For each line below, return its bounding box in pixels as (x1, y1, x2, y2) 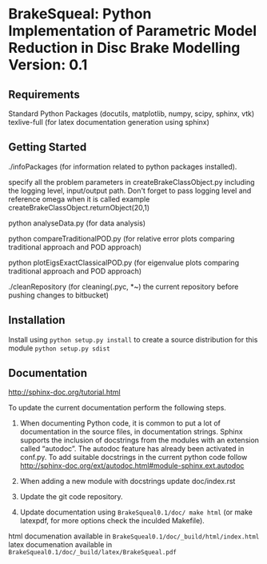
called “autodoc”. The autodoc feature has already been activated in (19, 444, 245, 454)
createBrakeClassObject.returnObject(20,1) (8, 202, 150, 212)
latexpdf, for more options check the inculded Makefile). (19, 516, 205, 526)
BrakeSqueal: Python (8, 5, 152, 23)
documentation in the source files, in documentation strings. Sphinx (19, 427, 243, 437)
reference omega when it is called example (8, 194, 150, 204)
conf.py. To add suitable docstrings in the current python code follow (19, 453, 248, 462)
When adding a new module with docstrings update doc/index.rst (19, 477, 236, 486)
